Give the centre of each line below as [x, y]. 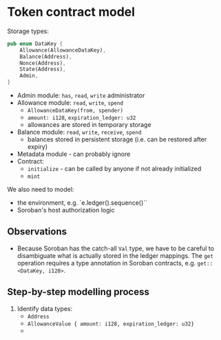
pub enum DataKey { [35, 43]
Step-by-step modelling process [78, 292]
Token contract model [71, 12]
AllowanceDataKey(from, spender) [75, 111]
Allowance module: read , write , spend [70, 103]
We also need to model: [41, 190]
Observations [37, 232]
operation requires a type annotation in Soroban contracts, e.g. [106, 263]
